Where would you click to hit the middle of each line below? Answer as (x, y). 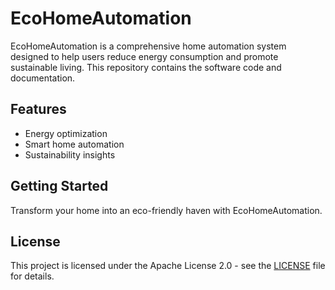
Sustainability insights (70, 154)
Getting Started (59, 186)
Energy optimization (66, 133)
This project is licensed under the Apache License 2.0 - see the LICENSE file (168, 266)
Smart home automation (74, 144)
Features (38, 109)
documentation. (43, 78)
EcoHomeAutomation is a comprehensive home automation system (148, 46)
